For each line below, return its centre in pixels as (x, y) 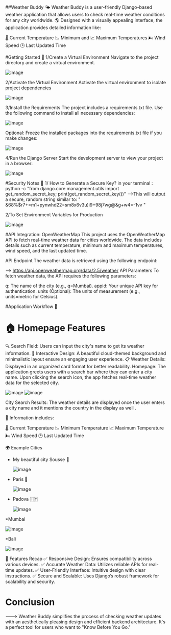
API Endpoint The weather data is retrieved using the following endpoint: (81, 261)
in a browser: (19, 163)
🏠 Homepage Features (55, 328)
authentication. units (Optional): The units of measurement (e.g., (73, 291)
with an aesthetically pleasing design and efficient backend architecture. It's (86, 622)
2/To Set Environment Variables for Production (54, 215)
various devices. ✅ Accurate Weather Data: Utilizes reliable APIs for (77, 564)
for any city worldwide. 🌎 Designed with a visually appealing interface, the (84, 20)
